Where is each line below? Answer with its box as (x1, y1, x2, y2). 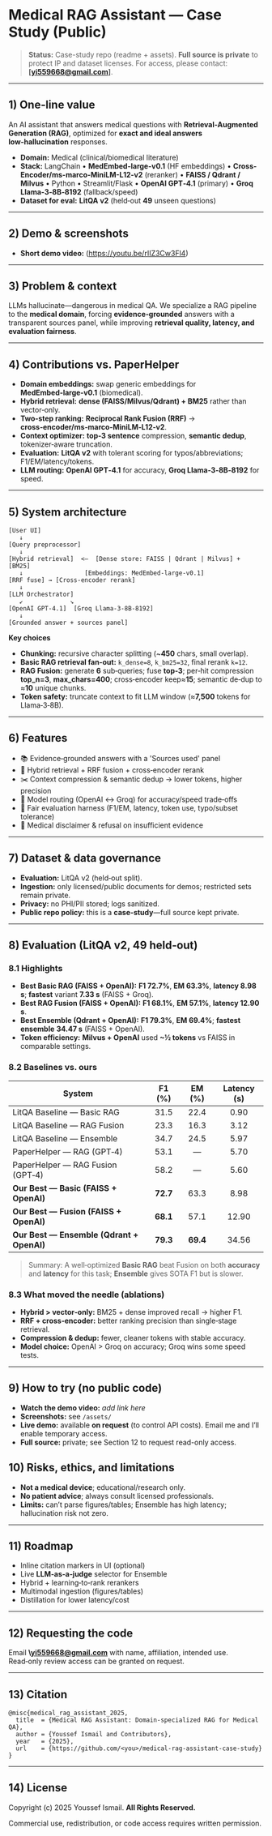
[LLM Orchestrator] (8, 590, 74, 598)
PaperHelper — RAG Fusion (12, 1159, 117, 1171)
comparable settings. (19, 1042, 91, 1051)
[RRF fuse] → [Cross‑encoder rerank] (8, 576, 136, 584)
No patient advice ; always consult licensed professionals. (19, 1491, 215, 1500)
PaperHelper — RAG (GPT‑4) (12, 1145, 123, 1157)
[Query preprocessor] (8, 541, 82, 549)
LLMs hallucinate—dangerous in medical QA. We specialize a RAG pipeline (8, 301, 257, 310)
